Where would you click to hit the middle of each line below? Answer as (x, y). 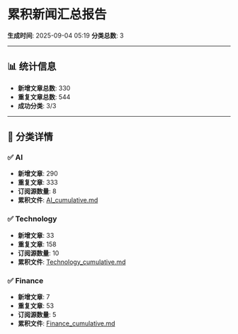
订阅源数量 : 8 (37, 191)
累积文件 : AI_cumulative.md (58, 200)
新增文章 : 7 (34, 297)
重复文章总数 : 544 (44, 97)
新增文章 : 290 (38, 173)
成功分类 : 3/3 (37, 105)
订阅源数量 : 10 (38, 253)
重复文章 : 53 (36, 306)
